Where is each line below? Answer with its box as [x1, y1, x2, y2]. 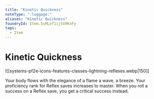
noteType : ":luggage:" [5, 12, 52, 17]
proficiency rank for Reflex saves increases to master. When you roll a [5, 83, 148, 89]
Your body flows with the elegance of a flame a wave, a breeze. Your [5, 77, 146, 83]
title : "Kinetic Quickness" [5, 7, 63, 12]
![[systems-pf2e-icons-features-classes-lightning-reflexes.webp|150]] [5, 68, 150, 74]
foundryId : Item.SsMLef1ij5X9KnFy [5, 21, 77, 26]
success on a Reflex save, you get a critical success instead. [5, 88, 129, 94]
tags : [5, 26, 16, 31]
